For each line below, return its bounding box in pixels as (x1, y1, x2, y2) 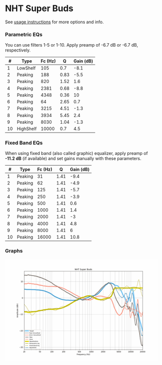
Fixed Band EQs (5, 139, 43, 146)
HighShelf (16, 126, 37, 132)
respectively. (5, 47, 31, 53)
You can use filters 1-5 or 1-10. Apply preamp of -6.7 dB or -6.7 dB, (5, 42, 138, 48)
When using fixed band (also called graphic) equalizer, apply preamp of (5, 150, 148, 156)
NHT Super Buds (5, 3, 74, 14)
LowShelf (16, 65, 36, 71)
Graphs (5, 248, 23, 254)
